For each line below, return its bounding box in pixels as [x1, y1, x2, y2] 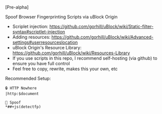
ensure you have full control [12, 61, 70, 66]
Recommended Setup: [5, 76, 51, 81]
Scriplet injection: [12, 23, 49, 29]
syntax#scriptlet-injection [12, 29, 65, 34]
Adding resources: [12, 34, 51, 40]
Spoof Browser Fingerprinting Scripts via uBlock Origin [5, 14, 118, 19]
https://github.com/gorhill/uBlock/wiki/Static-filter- [49, 23, 154, 29]
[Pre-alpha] [5, 4, 29, 10]
